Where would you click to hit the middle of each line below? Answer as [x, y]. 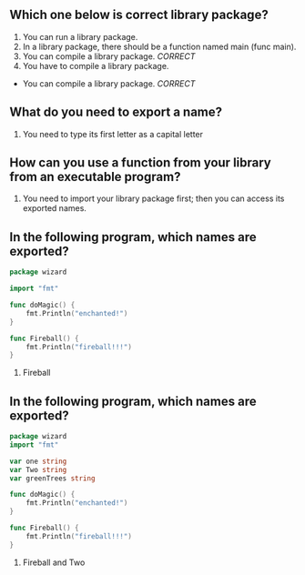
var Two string [38, 469]
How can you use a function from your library [140, 163]
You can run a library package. [80, 36]
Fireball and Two [54, 562]
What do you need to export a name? [116, 112]
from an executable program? [95, 177]
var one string [38, 461]
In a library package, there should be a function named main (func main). [159, 46]
